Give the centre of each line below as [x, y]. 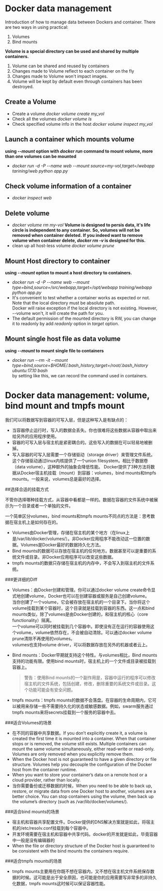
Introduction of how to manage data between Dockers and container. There [80, 22]
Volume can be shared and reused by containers [61, 66]
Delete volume [27, 213]
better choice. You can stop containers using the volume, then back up [83, 796]
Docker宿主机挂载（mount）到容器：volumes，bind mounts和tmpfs [88, 473]
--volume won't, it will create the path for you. [58, 313]
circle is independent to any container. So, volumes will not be [76, 230]
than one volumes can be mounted [41, 156]
